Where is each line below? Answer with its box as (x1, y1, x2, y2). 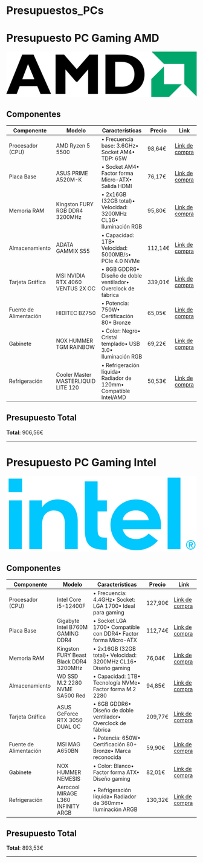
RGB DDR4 (56, 207, 83, 214)
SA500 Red (57, 692, 86, 699)
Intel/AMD (101, 394, 126, 401)
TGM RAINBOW (56, 343, 95, 351)
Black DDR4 (57, 657, 87, 665)
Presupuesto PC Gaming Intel (6, 456, 157, 469)
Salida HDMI (101, 183, 132, 190)
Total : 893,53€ (6, 844, 43, 852)
